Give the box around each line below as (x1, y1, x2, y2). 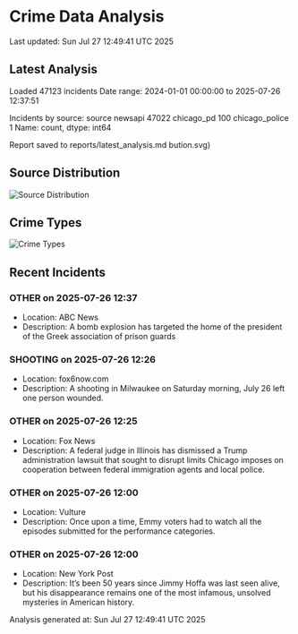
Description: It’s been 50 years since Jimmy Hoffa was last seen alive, (21, 578, 280, 588)
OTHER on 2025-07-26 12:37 (9, 291, 138, 304)
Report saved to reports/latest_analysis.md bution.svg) (9, 139, 211, 150)
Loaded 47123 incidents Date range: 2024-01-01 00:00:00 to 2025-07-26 (9, 85, 281, 96)
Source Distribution (9, 166, 121, 181)
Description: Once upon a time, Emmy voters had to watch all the (21, 516, 262, 527)
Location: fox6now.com (21, 373, 109, 384)
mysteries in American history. (21, 597, 135, 608)
